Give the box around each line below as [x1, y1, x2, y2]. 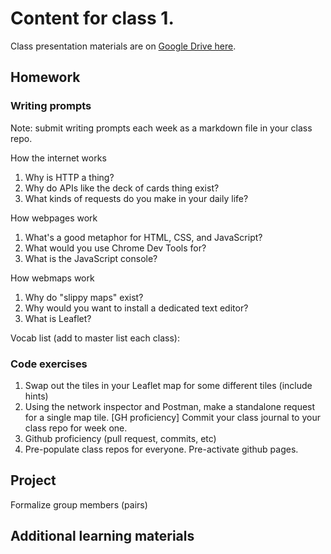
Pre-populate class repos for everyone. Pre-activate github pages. [24, 443, 299, 455]
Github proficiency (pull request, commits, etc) [24, 432, 217, 444]
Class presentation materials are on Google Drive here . [10, 40, 237, 52]
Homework [10, 69, 81, 86]
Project [10, 472, 57, 489]
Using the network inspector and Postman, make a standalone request [24, 400, 316, 412]
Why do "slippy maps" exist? [24, 291, 144, 303]
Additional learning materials [10, 528, 195, 545]
